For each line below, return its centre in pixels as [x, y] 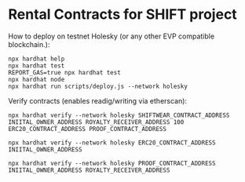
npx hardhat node [37, 79]
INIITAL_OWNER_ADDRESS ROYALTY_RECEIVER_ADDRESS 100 [96, 122]
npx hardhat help [37, 59]
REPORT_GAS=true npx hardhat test [65, 72]
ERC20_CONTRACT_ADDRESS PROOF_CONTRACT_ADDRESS [88, 129]
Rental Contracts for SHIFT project [122, 15]
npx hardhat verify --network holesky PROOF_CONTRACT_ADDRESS [112, 163]
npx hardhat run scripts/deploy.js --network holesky [98, 86]
